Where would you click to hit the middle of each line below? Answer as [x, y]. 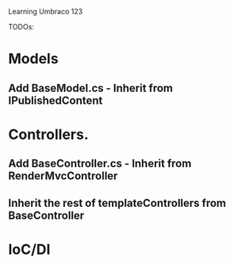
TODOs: [21, 27]
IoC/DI [29, 249]
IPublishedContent [56, 100]
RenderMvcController [63, 176]
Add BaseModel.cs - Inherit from [90, 88]
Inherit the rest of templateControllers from [117, 203]
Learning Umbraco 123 [46, 11]
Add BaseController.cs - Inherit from [100, 164]
